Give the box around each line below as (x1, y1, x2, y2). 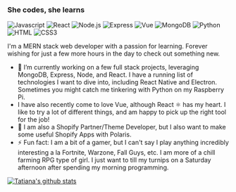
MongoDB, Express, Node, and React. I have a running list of (17, 70, 194, 79)
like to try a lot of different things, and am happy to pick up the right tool (17, 108, 227, 117)
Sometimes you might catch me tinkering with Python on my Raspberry (17, 86, 224, 94)
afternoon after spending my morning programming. (17, 163, 169, 172)
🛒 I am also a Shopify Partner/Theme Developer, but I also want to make (17, 123, 227, 132)
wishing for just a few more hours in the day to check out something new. (7, 49, 221, 58)
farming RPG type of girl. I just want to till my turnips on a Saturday (17, 156, 211, 165)
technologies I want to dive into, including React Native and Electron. (17, 78, 217, 87)
